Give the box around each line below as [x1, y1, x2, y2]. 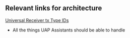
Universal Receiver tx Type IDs [5, 17, 69, 23]
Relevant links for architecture [5, 4, 102, 12]
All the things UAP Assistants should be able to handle [12, 27, 125, 33]
